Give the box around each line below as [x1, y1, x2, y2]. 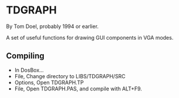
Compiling [6, 51, 45, 61]
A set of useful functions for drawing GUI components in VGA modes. [6, 34, 174, 41]
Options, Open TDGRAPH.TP [14, 79, 84, 86]
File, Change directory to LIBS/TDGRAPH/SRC [14, 72, 126, 79]
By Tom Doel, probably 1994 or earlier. [6, 23, 99, 30]
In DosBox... [14, 66, 44, 73]
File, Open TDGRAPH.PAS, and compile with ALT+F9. [14, 85, 142, 92]
